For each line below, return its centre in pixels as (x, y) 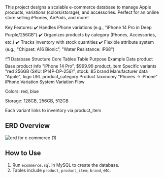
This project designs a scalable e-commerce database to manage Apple (78, 7)
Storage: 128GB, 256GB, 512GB (37, 101)
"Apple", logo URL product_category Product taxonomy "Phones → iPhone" (82, 76)
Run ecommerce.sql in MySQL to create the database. (66, 165)
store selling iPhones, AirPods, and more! (47, 17)
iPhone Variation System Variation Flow (45, 82)
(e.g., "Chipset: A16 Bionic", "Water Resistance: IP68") (60, 49)
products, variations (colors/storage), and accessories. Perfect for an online (82, 12)
